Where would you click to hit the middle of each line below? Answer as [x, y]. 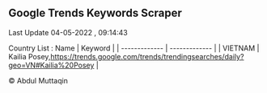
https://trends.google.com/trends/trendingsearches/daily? [147, 56]
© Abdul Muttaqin [38, 80]
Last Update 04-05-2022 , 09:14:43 [68, 32]
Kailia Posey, [30, 56]
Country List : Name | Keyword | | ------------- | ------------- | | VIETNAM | [134, 48]
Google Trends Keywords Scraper [95, 13]
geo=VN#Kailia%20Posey [51, 65]
